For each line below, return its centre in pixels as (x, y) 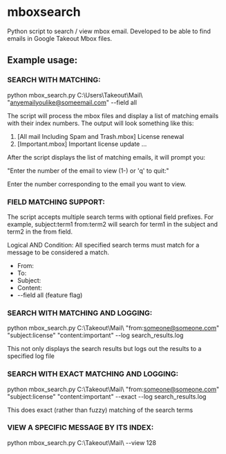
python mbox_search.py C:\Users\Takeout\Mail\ (75, 95)
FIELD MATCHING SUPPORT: (56, 202)
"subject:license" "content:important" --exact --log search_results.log (107, 396)
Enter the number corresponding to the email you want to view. (97, 184)
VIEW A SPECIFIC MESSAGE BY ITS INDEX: (81, 428)
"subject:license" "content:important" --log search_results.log (95, 335)
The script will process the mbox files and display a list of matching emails (113, 115)
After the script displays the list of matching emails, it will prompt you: (106, 157)
